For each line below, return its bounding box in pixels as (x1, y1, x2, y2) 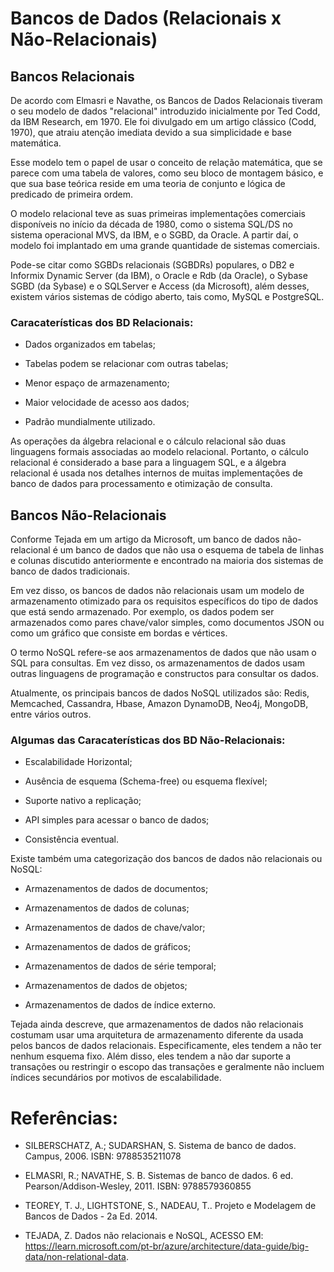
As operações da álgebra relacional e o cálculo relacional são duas (10, 435, 287, 447)
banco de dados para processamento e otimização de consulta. (10, 478, 273, 490)
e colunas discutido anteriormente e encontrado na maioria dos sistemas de (10, 555, 324, 567)
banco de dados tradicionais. (10, 565, 130, 577)
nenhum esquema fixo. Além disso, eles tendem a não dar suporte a (10, 1050, 292, 1062)
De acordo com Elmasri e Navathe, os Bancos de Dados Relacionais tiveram (10, 95, 323, 106)
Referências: (10, 1107, 119, 1129)
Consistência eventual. (24, 833, 119, 846)
